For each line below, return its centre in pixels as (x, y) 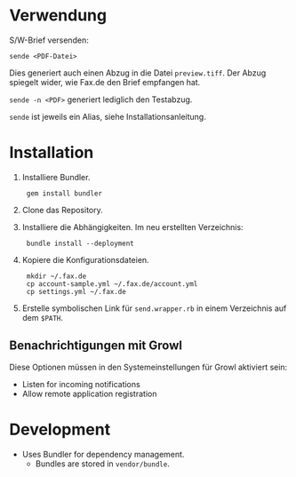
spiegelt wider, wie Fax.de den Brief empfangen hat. (105, 82)
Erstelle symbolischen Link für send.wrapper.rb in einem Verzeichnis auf (154, 308)
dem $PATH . (43, 317)
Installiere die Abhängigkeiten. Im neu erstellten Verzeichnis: (132, 227)
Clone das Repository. (63, 210)
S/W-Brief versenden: (49, 40)
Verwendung (58, 16)
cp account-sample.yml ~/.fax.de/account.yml (112, 284)
